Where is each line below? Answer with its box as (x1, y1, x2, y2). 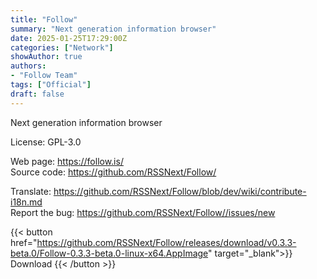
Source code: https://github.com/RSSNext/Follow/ (10, 166, 217, 178)
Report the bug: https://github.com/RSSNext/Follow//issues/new (10, 206, 276, 218)
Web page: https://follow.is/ (10, 155, 124, 167)
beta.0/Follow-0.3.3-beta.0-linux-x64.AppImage (10, 247, 209, 259)
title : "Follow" (10, 14, 78, 25)
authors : (10, 61, 47, 71)
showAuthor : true (10, 52, 83, 62)
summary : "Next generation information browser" (10, 24, 217, 34)
